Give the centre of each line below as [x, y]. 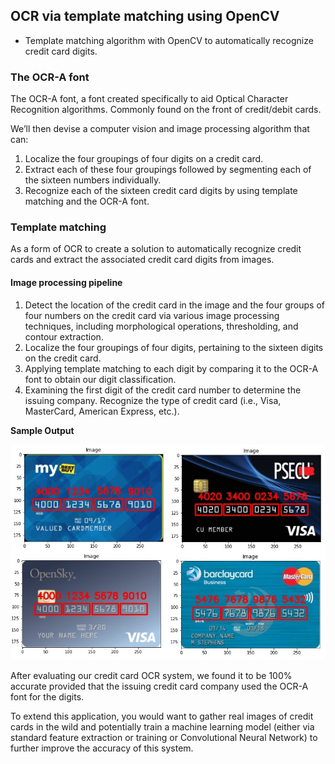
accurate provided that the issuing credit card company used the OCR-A [159, 686]
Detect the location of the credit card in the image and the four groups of [174, 305]
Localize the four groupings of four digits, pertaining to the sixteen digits [174, 347]
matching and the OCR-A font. [87, 201]
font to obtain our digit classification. [100, 379]
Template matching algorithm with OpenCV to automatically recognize [169, 40]
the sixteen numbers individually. [93, 180]
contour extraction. [64, 336]
